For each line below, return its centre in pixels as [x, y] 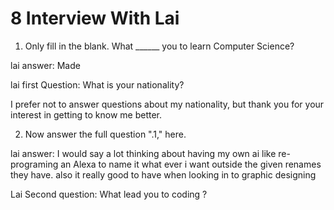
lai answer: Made [45, 65]
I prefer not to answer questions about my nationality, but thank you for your [167, 104]
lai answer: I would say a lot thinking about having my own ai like [143, 153]
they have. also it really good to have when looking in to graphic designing [163, 174]
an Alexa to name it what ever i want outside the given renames [191, 164]
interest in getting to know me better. [86, 114]
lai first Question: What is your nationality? [97, 84]
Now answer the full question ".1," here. [105, 134]
